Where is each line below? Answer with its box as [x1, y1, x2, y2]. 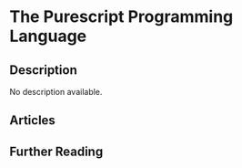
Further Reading [9, 143, 104, 159]
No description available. [9, 87, 103, 97]
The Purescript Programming [9, 6, 234, 27]
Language [9, 26, 87, 47]
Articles [9, 112, 56, 129]
